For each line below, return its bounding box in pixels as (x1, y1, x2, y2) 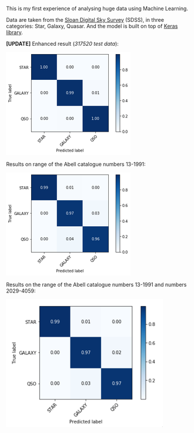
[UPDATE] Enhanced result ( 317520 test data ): (6, 41, 119, 47)
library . (6, 29, 24, 36)
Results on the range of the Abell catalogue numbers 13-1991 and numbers (6, 281, 187, 288)
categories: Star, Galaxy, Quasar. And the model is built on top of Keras (6, 23, 178, 29)
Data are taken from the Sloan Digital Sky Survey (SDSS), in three (6, 16, 165, 23)
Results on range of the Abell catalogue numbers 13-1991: (6, 161, 146, 167)
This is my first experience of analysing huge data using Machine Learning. (6, 5, 188, 12)
